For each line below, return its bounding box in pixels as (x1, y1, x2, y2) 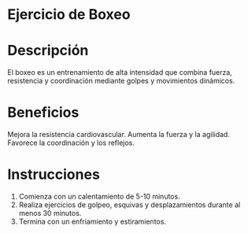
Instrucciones (7, 165, 100, 184)
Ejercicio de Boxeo (7, 6, 131, 24)
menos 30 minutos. (18, 209, 82, 217)
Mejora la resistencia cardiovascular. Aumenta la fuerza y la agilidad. (7, 130, 230, 139)
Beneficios (7, 104, 80, 121)
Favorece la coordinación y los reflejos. (7, 138, 135, 147)
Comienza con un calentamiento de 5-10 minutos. (18, 191, 180, 201)
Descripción (7, 42, 89, 60)
